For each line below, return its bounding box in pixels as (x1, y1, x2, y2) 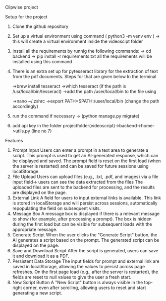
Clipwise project (5, 4, 38, 10)
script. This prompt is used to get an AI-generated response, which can (12, 153, 159, 158)
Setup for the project (5, 14, 48, 19)
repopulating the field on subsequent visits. (12, 205, 101, 211)
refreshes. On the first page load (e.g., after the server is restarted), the (12, 269, 159, 275)
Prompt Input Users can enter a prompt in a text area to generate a (12, 147, 149, 153)
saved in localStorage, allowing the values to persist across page (12, 264, 145, 269)
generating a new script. (12, 290, 62, 296)
